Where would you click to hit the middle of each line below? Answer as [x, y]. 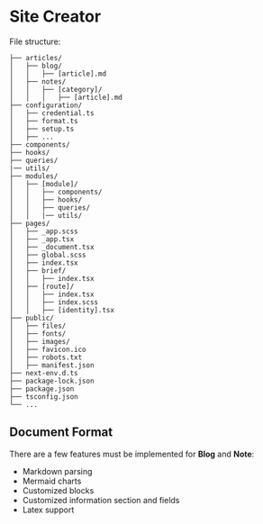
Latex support [48, 510]
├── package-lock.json [52, 381]
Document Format [61, 433]
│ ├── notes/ [38, 81]
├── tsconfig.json [44, 397]
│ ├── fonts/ [38, 334]
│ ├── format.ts [44, 121]
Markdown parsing [57, 471]
